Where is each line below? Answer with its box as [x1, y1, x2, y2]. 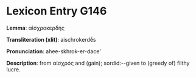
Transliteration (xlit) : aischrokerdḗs [6, 36, 96, 43]
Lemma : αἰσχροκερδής [6, 24, 65, 31]
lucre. [6, 65, 21, 73]
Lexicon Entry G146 [6, 4, 107, 18]
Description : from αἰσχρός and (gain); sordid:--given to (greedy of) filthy [6, 59, 190, 67]
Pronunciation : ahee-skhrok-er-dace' [6, 47, 102, 55]
